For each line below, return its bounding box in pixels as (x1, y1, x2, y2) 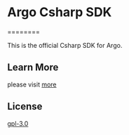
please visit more (7, 80, 57, 89)
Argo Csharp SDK (7, 4, 112, 20)
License (7, 101, 43, 112)
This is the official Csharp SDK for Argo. (7, 41, 123, 49)
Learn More (7, 61, 59, 74)
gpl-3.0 (7, 119, 29, 127)
